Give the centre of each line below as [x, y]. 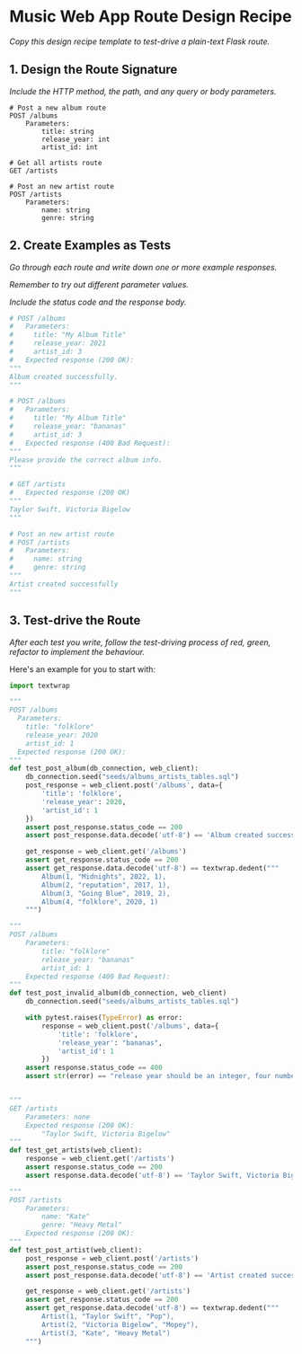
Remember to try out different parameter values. [99, 284]
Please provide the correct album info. [86, 460]
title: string [68, 131]
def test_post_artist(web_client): [76, 1250]
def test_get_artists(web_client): [76, 1150]
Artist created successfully [64, 584]
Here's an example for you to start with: [82, 669]
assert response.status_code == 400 [94, 1068]
